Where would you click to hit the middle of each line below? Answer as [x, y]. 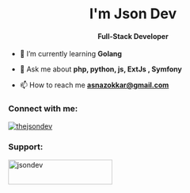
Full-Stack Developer [133, 36]
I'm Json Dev [133, 14]
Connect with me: [43, 109]
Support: [26, 146]
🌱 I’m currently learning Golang [71, 54]
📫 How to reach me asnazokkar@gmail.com [94, 85]
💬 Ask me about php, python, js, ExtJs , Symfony [101, 69]
